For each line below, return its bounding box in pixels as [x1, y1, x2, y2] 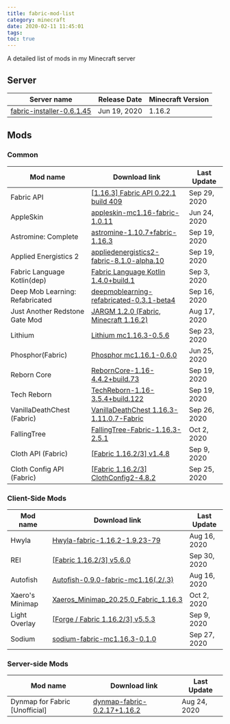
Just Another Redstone [10, 306, 85, 316]
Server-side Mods [7, 659, 68, 668]
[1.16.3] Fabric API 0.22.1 [91, 188, 177, 198]
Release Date [98, 94, 142, 104]
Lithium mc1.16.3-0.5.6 [91, 330, 170, 340]
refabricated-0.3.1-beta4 [91, 295, 176, 305]
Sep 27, [189, 629, 215, 639]
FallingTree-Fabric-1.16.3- [91, 425, 181, 434]
